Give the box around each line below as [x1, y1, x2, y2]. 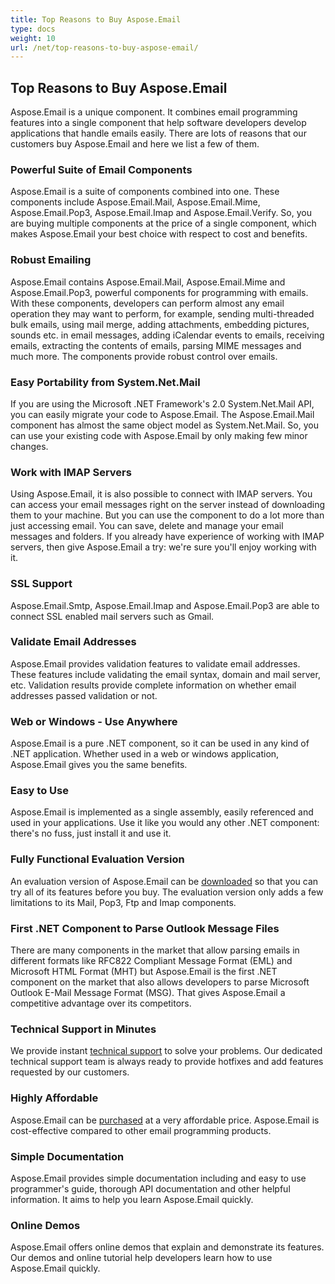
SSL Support [10, 577, 73, 591]
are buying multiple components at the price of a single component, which [10, 217, 317, 230]
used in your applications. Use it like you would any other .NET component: [10, 817, 320, 829]
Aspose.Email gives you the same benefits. [10, 759, 188, 771]
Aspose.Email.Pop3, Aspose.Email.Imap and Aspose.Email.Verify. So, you [10, 207, 312, 219]
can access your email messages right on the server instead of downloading [10, 499, 326, 511]
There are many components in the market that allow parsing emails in [10, 944, 300, 956]
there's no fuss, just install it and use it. [10, 827, 172, 840]
